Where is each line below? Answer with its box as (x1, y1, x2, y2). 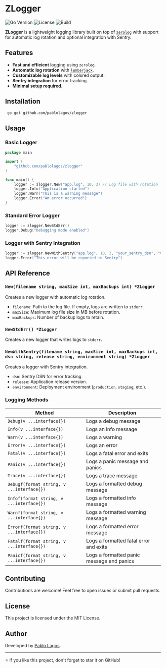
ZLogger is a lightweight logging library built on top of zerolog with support (5, 29, 159, 35)
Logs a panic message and (86, 458, 149, 465)
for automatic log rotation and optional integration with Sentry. (5, 34, 132, 40)
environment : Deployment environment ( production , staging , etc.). (12, 384, 147, 390)
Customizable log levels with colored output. (12, 72, 105, 78)
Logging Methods (5, 396, 48, 403)
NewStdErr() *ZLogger (5, 327, 57, 332)
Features (5, 49, 33, 57)
